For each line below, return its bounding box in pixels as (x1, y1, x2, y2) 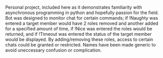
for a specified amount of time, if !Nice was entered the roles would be (5, 26, 153, 32)
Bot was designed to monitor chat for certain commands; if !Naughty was (5, 15, 158, 21)
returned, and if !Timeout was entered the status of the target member (5, 31, 152, 37)
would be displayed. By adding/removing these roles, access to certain (5, 36, 153, 42)
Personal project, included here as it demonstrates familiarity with (5, 5, 142, 10)
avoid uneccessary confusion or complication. (5, 47, 102, 53)
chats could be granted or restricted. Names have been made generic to (5, 42, 156, 47)
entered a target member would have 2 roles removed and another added (5, 20, 158, 26)
